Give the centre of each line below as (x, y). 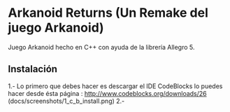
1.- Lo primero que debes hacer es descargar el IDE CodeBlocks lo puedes (115, 86)
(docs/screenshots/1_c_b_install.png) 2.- (66, 101)
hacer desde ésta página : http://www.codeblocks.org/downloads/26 (107, 93)
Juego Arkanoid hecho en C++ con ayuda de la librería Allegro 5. (101, 47)
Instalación (33, 69)
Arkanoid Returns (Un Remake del (108, 13)
